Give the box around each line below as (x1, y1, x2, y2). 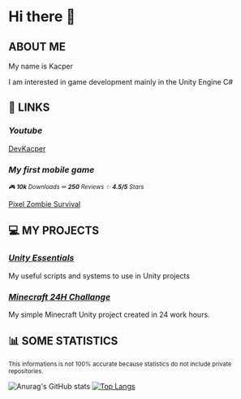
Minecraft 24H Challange (8, 291, 111, 302)
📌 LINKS (8, 101, 50, 115)
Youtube (8, 125, 43, 137)
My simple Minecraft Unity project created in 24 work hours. (8, 309, 210, 319)
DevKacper (8, 143, 46, 153)
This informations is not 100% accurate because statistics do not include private (8, 360, 232, 368)
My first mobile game (8, 164, 95, 175)
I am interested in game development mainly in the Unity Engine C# (8, 77, 234, 86)
